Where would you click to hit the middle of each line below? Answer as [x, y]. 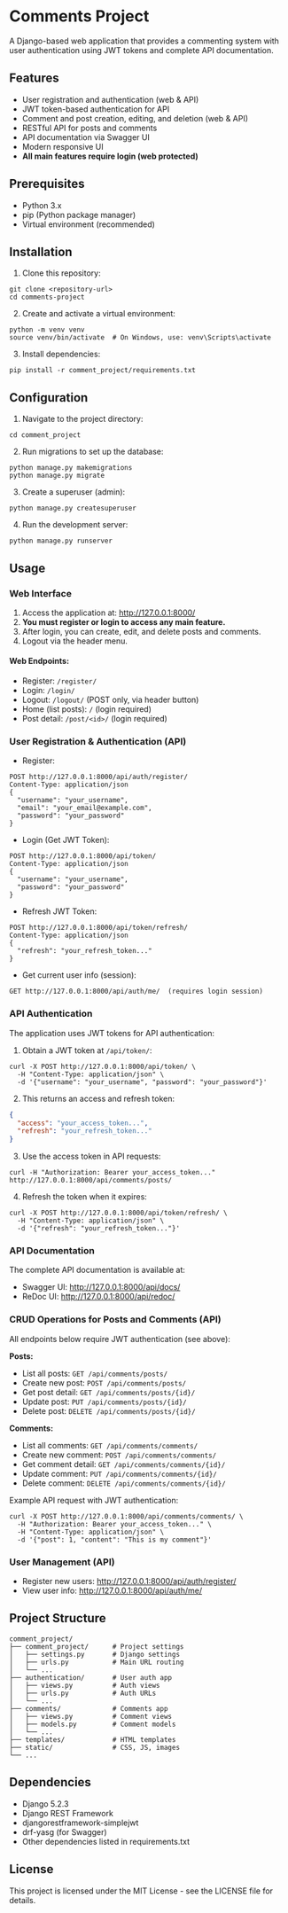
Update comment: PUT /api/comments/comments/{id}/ [119, 1473]
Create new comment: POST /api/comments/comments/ [119, 1455]
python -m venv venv [47, 330]
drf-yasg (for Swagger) [65, 1831]
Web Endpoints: [39, 661]
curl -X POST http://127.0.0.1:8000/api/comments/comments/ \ [126, 1516]
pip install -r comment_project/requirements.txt [103, 371]
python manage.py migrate [57, 476]
